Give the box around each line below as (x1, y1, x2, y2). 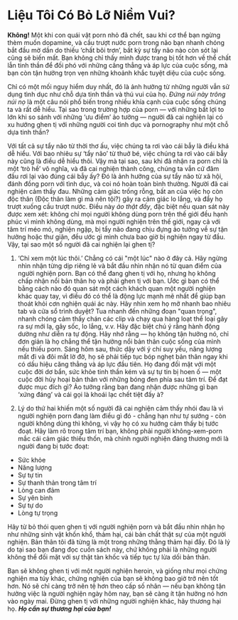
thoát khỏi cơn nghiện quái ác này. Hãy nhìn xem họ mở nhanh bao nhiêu (17, 299, 231, 308)
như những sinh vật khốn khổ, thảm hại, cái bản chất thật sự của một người (7, 529, 226, 538)
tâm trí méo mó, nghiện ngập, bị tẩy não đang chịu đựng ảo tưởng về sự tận (7, 224, 228, 233)
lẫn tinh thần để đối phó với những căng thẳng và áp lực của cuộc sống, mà (7, 61, 228, 69)
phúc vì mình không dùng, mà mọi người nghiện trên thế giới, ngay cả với (7, 217, 221, 226)
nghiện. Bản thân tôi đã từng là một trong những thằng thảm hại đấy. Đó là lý (7, 537, 231, 546)
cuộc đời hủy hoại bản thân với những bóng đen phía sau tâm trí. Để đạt (17, 375, 228, 383)
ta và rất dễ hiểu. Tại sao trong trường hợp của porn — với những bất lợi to (7, 105, 225, 113)
